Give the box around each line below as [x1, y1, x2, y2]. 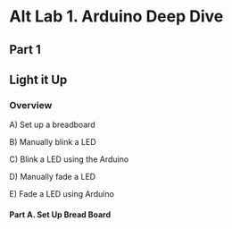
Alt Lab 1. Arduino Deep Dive [9, 6, 224, 27]
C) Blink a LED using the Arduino [9, 154, 129, 165]
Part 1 [9, 42, 42, 57]
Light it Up [9, 72, 68, 87]
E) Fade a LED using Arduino [9, 189, 114, 199]
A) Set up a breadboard [9, 119, 95, 131]
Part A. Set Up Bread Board [9, 208, 112, 220]
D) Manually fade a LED [9, 172, 96, 182]
